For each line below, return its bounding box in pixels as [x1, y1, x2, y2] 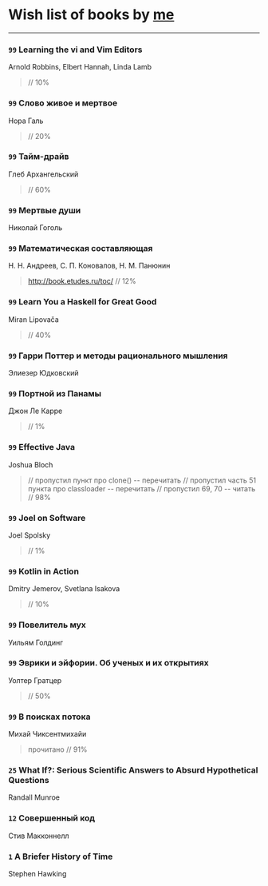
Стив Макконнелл [8, 831, 69, 840]
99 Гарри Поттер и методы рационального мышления [8, 350, 229, 361]
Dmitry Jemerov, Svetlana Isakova [8, 584, 120, 594]
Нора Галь [8, 116, 44, 125]
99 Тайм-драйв [8, 151, 69, 162]
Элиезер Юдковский [8, 368, 79, 378]
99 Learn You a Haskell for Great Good [8, 296, 157, 308]
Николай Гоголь [8, 223, 63, 232]
